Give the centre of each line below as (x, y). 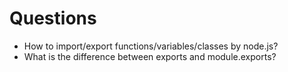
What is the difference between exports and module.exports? (150, 56)
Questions (53, 18)
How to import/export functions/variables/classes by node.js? (151, 46)
